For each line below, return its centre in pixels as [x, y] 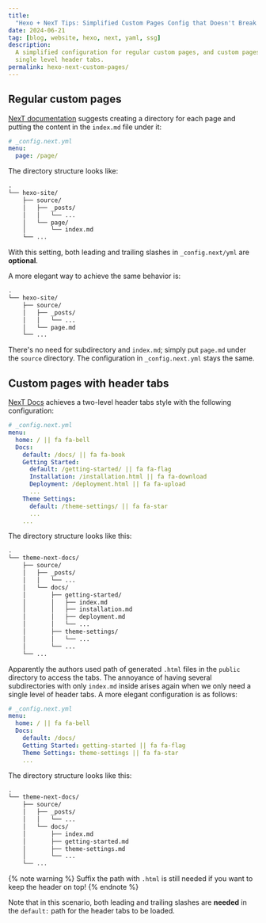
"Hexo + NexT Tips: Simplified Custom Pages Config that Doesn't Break [136, 23]
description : [30, 45]
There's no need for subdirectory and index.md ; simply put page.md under [127, 350]
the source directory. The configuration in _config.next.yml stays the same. [131, 358]
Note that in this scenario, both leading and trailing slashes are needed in [127, 902]
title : [19, 15]
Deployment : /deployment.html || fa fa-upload [107, 484]
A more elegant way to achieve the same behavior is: [95, 276]
